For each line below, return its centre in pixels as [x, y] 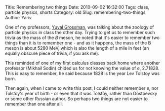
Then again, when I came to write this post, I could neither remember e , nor [82, 88]
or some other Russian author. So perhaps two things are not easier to [77, 99]
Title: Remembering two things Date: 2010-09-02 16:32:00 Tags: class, [77, 7]
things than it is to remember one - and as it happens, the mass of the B [78, 43]
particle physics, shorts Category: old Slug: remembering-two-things [75, 12]
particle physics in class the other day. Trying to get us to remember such [80, 32]
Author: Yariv [19, 18]
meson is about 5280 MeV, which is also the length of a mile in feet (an [77, 48]
